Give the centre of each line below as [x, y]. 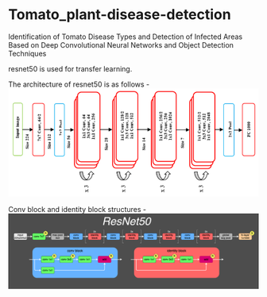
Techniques [27, 53]
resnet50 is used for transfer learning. [70, 68]
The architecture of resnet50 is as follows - [79, 84]
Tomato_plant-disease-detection [120, 15]
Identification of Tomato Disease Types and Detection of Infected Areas [126, 37]
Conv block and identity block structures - [77, 210]
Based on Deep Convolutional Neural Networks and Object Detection [121, 44]
